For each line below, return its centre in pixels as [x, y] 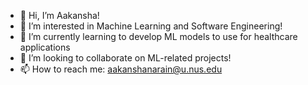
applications [45, 47]
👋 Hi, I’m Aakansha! [59, 15]
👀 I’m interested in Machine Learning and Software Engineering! [151, 26]
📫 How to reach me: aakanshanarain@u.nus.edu [121, 69]
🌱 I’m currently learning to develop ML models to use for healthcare [158, 36]
